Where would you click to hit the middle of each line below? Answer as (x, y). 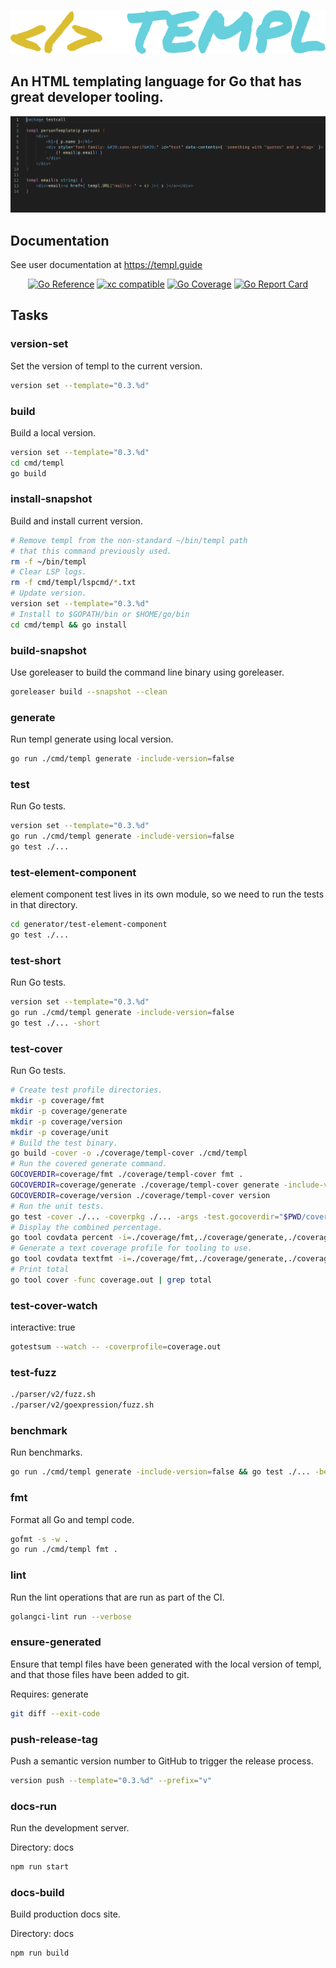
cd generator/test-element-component (89, 925)
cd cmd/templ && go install (69, 625)
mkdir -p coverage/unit (60, 1132)
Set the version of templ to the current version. (106, 366)
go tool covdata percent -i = (71, 1238)
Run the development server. (70, 1828)
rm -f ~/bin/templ (48, 561)
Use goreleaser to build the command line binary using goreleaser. (147, 672)
